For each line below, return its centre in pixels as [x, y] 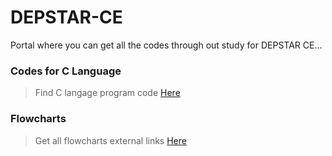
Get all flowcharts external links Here [110, 140]
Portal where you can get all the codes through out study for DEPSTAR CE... [166, 45]
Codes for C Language [66, 71]
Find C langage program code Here [107, 93]
